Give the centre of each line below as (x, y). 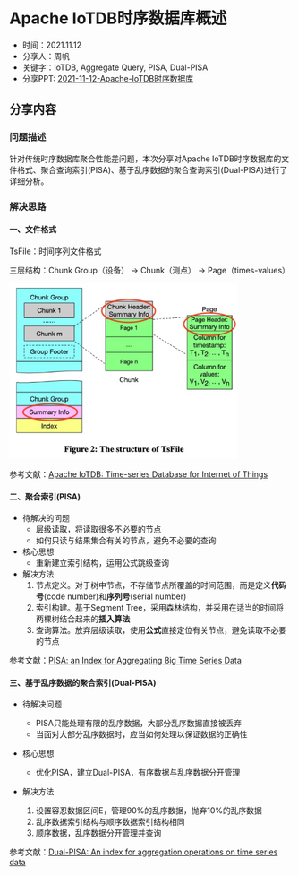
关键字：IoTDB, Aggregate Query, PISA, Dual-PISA (115, 67)
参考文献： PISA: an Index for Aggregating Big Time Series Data (125, 661)
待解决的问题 (46, 518)
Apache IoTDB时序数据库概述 (118, 18)
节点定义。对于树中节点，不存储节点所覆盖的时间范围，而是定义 (153, 585)
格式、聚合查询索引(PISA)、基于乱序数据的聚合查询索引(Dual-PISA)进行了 (152, 169)
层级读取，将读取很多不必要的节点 (98, 529)
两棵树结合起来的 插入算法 (83, 619)
